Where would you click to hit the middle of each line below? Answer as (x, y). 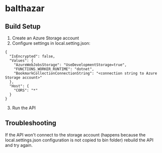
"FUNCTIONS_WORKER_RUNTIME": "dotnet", (54, 69)
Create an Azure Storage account (45, 38)
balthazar (25, 8)
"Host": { (19, 86)
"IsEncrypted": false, (32, 56)
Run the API (24, 108)
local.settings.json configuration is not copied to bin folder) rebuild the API (79, 140)
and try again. (19, 145)
